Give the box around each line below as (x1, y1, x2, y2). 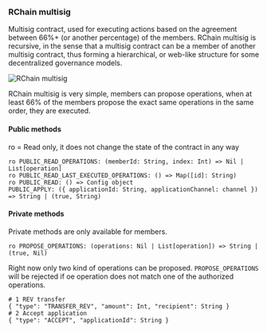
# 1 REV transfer (8, 295, 66, 303)
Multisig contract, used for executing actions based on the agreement (8, 25, 238, 34)
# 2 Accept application (8, 309, 88, 317)
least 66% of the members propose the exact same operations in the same (8, 98, 254, 107)
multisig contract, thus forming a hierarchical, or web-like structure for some (8, 50, 260, 60)
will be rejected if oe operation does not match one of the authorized (8, 271, 234, 281)
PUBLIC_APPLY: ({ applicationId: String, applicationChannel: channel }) (8, 186, 259, 193)
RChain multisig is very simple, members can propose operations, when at (8, 89, 253, 99)
